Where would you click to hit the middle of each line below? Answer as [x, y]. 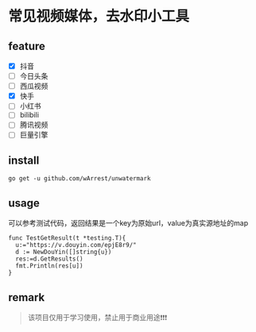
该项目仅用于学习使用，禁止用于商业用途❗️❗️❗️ [97, 317]
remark [27, 297]
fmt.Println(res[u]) [49, 266]
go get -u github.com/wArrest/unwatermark [80, 179]
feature [27, 46]
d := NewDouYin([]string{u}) [64, 252]
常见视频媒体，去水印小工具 [99, 16]
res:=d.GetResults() [49, 259]
